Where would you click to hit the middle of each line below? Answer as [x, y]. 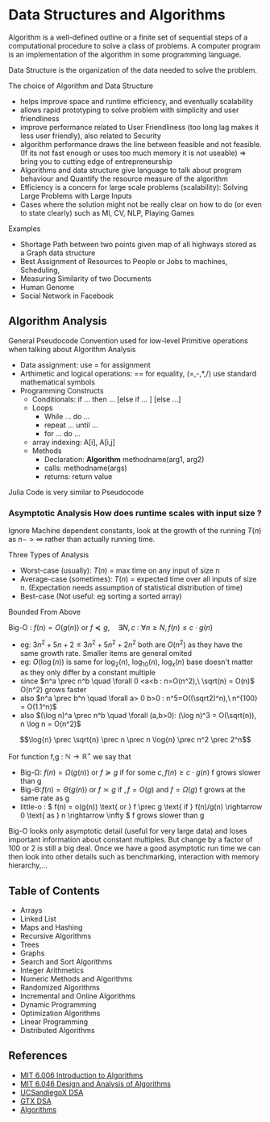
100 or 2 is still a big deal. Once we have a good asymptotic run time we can [135, 848]
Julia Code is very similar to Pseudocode [76, 492]
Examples [25, 229]
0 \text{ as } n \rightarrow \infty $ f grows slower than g [112, 815]
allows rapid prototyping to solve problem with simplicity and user [129, 110]
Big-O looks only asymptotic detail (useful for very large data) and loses [128, 831]
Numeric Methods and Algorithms [76, 978]
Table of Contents [54, 891]
